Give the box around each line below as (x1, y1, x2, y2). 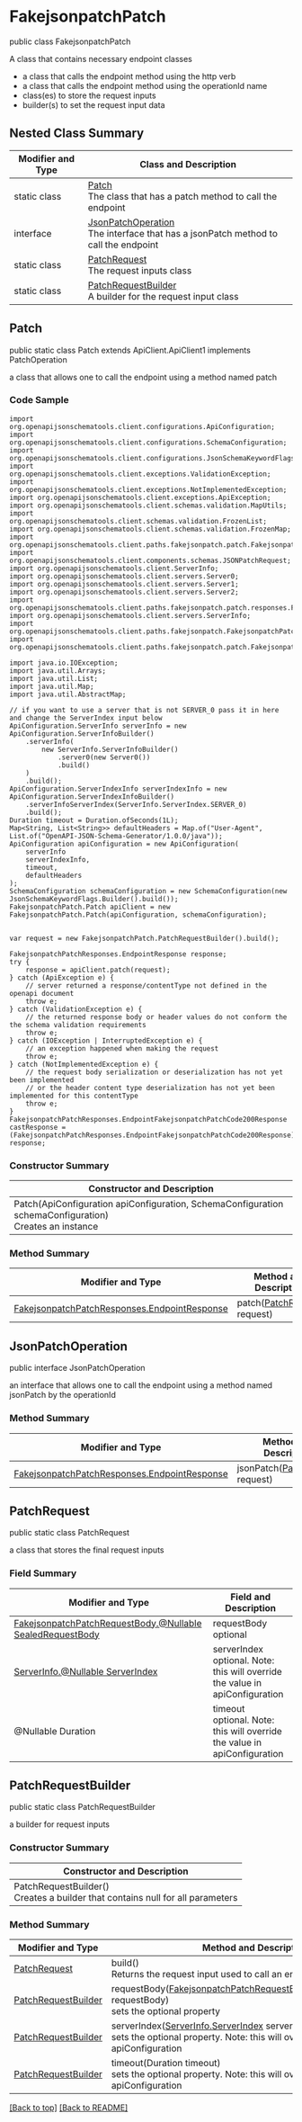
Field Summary (9, 1567, 77, 1580)
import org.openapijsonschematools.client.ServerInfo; (9, 564, 219, 573)
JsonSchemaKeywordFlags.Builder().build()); (9, 894, 179, 903)
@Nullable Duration (13, 1724, 96, 1737)
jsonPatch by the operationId (9, 1390, 117, 1401)
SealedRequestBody (13, 1628, 101, 1641)
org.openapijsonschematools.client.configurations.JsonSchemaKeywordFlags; (9, 453, 299, 462)
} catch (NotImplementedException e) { (9, 1060, 159, 1069)
